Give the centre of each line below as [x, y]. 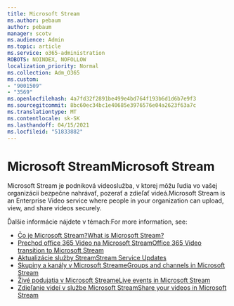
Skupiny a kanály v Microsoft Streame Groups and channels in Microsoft [121, 265]
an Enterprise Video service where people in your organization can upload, [116, 200]
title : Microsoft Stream [44, 14]
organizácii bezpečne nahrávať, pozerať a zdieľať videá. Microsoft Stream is [116, 193]
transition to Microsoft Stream [60, 250]
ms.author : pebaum [34, 20]
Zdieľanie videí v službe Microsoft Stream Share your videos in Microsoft [122, 288]
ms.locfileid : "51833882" [45, 132]
